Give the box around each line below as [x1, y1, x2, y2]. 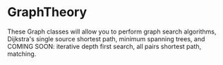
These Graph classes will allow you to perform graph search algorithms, [7, 27, 217, 36]
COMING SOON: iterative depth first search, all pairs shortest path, [7, 42, 202, 50]
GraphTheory [7, 4, 88, 20]
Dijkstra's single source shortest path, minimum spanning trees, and [7, 34, 205, 43]
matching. [7, 50, 37, 58]
